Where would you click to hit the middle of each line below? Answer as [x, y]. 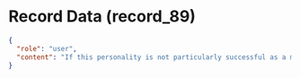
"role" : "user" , [47, 48]
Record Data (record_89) [102, 17]
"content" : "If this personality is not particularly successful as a [151, 57]
